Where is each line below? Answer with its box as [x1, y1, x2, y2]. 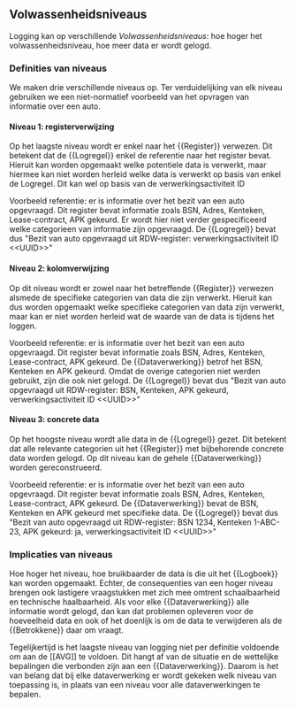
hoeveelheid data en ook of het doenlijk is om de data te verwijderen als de [9, 615, 283, 627]
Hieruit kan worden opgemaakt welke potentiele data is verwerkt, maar [9, 159, 267, 171]
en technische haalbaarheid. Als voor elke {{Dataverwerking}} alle [9, 596, 250, 607]
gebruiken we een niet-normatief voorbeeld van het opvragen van [9, 92, 250, 103]
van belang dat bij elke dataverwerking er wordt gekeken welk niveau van [9, 670, 277, 681]
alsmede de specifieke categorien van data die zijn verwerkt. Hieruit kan [9, 292, 272, 303]
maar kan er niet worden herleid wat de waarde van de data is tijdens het [9, 311, 275, 321]
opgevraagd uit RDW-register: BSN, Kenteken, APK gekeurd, [9, 384, 230, 395]
